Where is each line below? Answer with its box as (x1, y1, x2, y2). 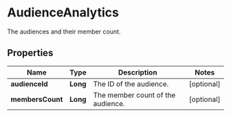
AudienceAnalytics (7, 5, 119, 21)
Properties (7, 47, 54, 59)
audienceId (10, 79, 48, 88)
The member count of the (93, 90, 176, 100)
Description (118, 67, 157, 77)
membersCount (10, 94, 63, 104)
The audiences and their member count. (7, 27, 121, 36)
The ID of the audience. (93, 79, 169, 88)
